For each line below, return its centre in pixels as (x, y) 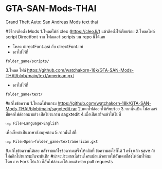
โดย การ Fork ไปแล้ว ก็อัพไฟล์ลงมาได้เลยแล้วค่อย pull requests (59, 161)
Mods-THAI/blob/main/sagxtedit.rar (41, 109)
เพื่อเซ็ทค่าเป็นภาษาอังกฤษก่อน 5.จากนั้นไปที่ (41, 132)
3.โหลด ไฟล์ (16, 70)
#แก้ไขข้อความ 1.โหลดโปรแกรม (31, 103)
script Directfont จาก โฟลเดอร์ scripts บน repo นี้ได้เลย (55, 36)
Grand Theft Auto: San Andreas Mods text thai (52, 22)
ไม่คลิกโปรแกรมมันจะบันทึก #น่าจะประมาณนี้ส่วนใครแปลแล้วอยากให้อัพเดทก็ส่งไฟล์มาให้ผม (79, 156)
